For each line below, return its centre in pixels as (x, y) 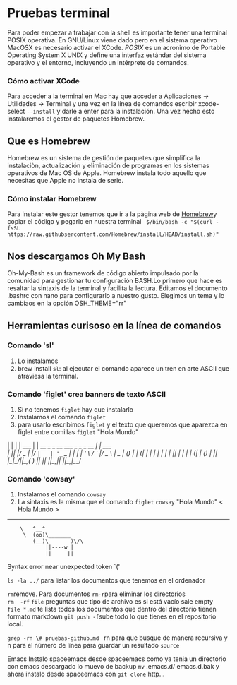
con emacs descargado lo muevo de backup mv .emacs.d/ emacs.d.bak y (114, 667)
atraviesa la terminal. (48, 376)
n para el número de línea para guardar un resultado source (93, 645)
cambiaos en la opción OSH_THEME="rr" (67, 303)
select (16, 112)
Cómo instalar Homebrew (52, 198)
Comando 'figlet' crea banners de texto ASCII (87, 394)
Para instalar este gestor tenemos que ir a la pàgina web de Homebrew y (112, 214)
